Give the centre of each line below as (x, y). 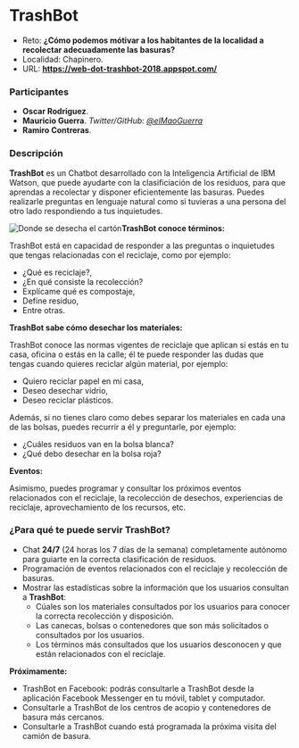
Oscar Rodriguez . (55, 112)
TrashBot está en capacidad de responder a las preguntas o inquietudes (142, 245)
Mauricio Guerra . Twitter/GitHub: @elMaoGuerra (112, 121)
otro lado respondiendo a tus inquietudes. (86, 211)
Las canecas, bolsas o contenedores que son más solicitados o (152, 625)
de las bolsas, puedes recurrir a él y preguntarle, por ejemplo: (123, 427)
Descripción (37, 154)
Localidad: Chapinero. (63, 59)
